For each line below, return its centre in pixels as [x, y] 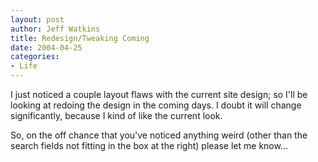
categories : [35, 57]
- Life [24, 66]
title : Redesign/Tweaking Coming [80, 38]
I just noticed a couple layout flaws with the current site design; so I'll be [159, 94]
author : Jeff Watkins [55, 29]
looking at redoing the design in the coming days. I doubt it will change [156, 105]
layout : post [37, 19]
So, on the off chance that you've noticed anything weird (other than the [159, 135]
